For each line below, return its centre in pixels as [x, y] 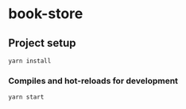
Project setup [43, 43]
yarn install [30, 61]
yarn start [26, 97]
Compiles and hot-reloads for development [93, 81]
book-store [46, 14]
